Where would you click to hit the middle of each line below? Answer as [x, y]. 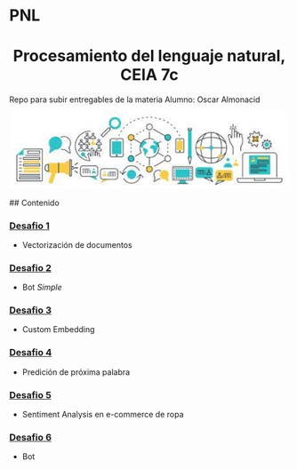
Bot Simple [42, 287]
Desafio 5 [30, 394]
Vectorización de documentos [77, 244]
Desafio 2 [30, 267]
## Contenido [34, 203]
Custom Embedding [58, 330]
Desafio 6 [30, 437]
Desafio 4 [31, 353]
